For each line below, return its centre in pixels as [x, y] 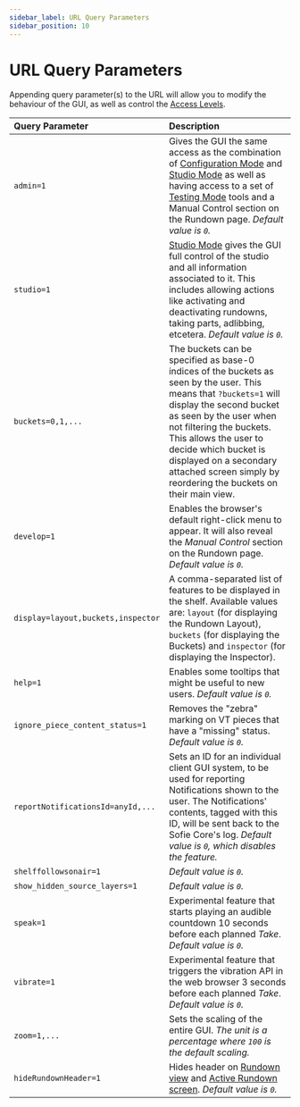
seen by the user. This [215, 382]
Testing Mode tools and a [221, 197]
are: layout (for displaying [223, 613]
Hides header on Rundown [225, 1067]
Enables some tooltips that [224, 672]
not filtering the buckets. [220, 427]
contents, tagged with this [223, 812]
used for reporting [207, 779]
